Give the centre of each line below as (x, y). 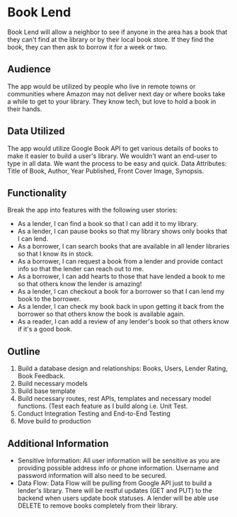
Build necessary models (53, 384)
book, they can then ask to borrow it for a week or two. (87, 47)
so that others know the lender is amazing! (80, 284)
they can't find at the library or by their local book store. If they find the (111, 39)
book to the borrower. (49, 299)
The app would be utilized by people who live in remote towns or (102, 86)
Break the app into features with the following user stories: (93, 210)
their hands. (25, 109)
